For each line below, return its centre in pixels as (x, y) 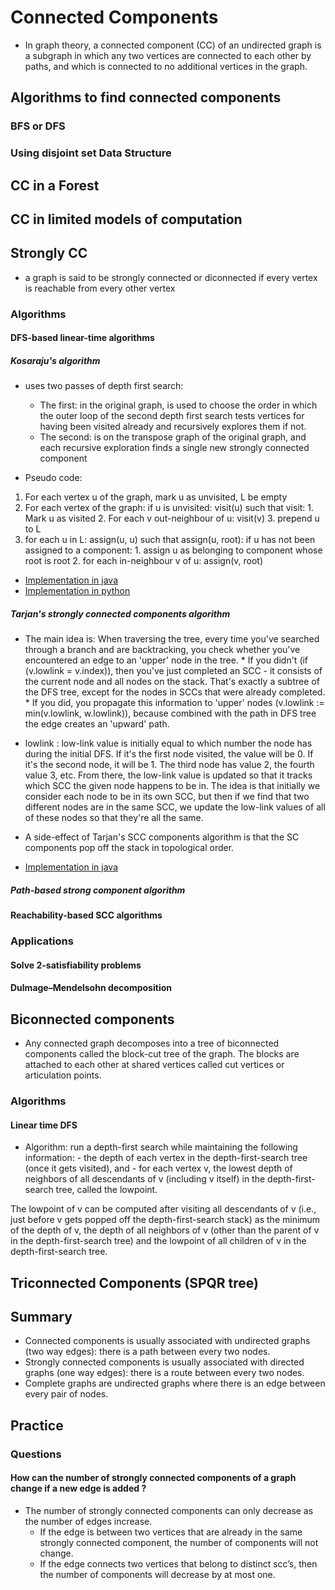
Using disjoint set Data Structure (91, 153)
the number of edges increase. (88, 1521)
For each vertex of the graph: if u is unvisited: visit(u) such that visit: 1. (169, 508)
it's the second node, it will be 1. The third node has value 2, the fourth (169, 765)
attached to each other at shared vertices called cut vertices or (154, 1065)
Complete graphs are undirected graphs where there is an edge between (175, 1383)
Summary (41, 1317)
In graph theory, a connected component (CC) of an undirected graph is (173, 45)
